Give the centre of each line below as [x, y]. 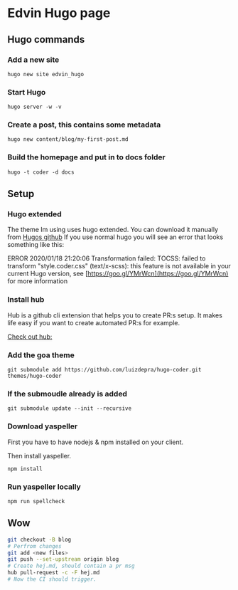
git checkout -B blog [39, 539]
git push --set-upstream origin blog [63, 559]
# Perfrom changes [34, 546]
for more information [38, 281]
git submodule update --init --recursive [70, 409]
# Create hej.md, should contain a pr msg [71, 566]
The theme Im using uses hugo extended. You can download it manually [113, 230]
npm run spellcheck [36, 501]
